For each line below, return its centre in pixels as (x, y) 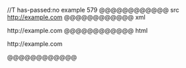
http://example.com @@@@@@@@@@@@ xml (77, 17)
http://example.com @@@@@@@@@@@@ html (78, 31)
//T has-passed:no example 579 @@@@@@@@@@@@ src (93, 10)
